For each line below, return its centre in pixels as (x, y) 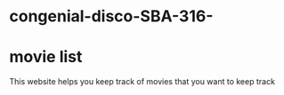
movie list (46, 57)
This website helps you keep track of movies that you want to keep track (142, 82)
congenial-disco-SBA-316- (111, 16)
